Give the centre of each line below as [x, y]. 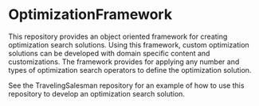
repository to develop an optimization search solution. [97, 93]
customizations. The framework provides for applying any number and [124, 62]
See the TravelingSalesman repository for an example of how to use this [126, 85]
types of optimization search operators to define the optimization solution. [130, 70]
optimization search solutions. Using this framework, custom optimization [129, 44]
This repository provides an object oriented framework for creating [118, 36]
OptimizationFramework [90, 15]
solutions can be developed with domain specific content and [109, 53]
